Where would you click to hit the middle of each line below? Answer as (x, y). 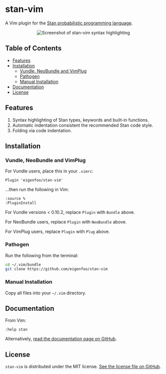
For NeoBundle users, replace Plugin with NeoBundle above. (66, 222)
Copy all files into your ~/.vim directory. (46, 293)
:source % (15, 199)
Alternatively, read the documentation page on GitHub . (61, 339)
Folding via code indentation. (42, 130)
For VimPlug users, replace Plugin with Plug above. (58, 232)
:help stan (16, 330)
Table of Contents (34, 48)
